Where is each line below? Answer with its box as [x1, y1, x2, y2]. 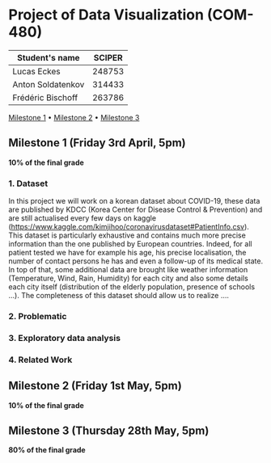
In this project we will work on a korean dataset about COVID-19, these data [8, 196, 260, 206]
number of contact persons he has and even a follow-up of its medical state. [8, 256, 264, 266]
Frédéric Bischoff [12, 91, 78, 103]
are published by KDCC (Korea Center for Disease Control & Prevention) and [8, 204, 263, 215]
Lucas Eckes [12, 65, 61, 77]
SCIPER [93, 52, 123, 63]
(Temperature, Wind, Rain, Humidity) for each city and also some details [8, 273, 248, 284]
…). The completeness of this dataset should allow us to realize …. [8, 291, 229, 301]
